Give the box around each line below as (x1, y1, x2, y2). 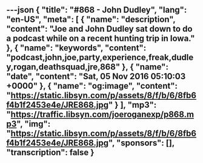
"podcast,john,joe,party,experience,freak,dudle (6, 52, 194, 63)
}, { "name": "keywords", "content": (6, 43, 147, 54)
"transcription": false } (6, 147, 95, 158)
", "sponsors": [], (108, 138, 175, 148)
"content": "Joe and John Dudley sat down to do (6, 24, 193, 34)
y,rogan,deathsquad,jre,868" (6, 62, 121, 72)
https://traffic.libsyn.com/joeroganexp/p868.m (10, 109, 195, 120)
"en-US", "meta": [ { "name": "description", (6, 15, 176, 25)
